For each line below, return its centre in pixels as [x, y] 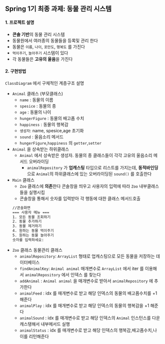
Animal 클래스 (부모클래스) [37, 93]
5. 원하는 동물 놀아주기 [33, 235]
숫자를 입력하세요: [28, 240]
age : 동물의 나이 [35, 112]
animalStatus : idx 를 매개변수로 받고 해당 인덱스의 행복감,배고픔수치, [86, 330]
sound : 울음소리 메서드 [42, 137]
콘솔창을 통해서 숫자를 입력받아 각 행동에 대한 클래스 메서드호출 [80, 198]
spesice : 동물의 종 [38, 106]
